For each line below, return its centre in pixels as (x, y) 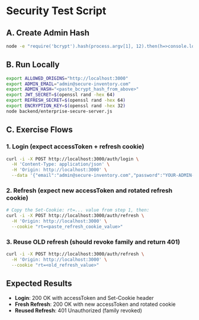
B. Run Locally (33, 65)
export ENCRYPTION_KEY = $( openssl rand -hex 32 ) (66, 106)
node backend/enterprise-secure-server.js (59, 111)
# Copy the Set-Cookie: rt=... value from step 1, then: (78, 210)
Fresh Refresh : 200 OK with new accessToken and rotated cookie (95, 304)
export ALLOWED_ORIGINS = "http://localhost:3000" (67, 78)
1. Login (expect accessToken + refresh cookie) (75, 147)
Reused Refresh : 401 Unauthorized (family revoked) (78, 310)
